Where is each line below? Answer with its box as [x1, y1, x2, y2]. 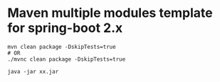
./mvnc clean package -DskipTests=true [7, 55, 126, 63]
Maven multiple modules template [7, 5, 214, 21]
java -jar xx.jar [7, 68, 59, 75]
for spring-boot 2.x [7, 20, 123, 36]
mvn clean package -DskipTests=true [7, 43, 116, 50]
